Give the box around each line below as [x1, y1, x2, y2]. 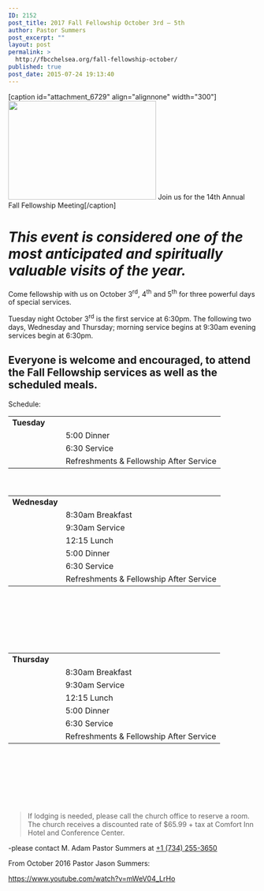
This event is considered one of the [8, 228, 244, 245]
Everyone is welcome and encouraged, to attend [8, 354, 251, 367]
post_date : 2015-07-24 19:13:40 [8, 70, 114, 78]
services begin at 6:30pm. [8, 331, 94, 340]
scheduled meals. [8, 378, 98, 391]
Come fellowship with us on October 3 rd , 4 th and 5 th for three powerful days [8, 287, 255, 298]
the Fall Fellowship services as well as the [8, 366, 218, 380]
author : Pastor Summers [8, 26, 87, 34]
